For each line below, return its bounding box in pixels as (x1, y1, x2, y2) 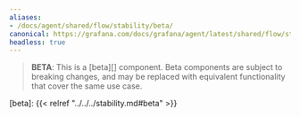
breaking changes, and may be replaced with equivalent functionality (30, 72, 286, 82)
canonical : (9, 29, 50, 38)
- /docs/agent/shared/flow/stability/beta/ (9, 21, 174, 30)
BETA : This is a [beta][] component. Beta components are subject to (30, 62, 283, 73)
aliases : (9, 12, 42, 22)
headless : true (9, 37, 66, 47)
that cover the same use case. (30, 81, 143, 91)
